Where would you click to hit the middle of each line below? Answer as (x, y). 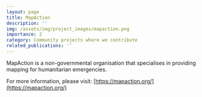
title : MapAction (28, 18)
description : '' (27, 23)
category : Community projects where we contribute (72, 40)
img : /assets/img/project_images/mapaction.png (68, 29)
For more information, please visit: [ (51, 81)
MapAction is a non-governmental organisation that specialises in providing (101, 63)
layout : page (23, 12)
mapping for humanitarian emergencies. (57, 69)
